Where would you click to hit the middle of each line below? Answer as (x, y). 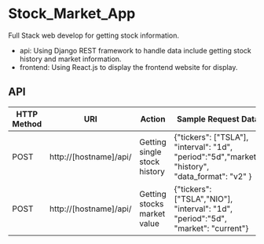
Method (27, 124)
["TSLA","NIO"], (203, 198)
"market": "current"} (211, 228)
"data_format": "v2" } (213, 176)
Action (153, 118)
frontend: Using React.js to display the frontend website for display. (128, 67)
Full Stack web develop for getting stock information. (93, 35)
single (150, 151)
